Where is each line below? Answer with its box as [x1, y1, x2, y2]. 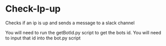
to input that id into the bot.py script [5, 35, 81, 41]
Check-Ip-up [5, 3, 61, 15]
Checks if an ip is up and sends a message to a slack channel [5, 20, 135, 26]
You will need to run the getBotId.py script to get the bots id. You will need [5, 29, 161, 35]
